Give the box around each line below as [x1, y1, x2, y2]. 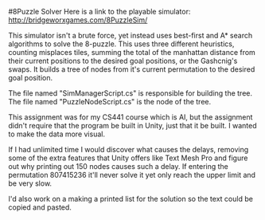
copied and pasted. [8, 202, 72, 212]
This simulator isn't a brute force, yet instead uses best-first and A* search [8, 31, 253, 40]
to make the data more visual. [8, 129, 106, 139]
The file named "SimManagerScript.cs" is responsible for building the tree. [8, 88, 253, 98]
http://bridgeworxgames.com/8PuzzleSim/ [8, 15, 148, 25]
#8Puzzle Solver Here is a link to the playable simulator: [8, 7, 191, 16]
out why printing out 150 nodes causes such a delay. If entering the [8, 162, 228, 171]
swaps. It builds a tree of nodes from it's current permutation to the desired [8, 65, 255, 74]
